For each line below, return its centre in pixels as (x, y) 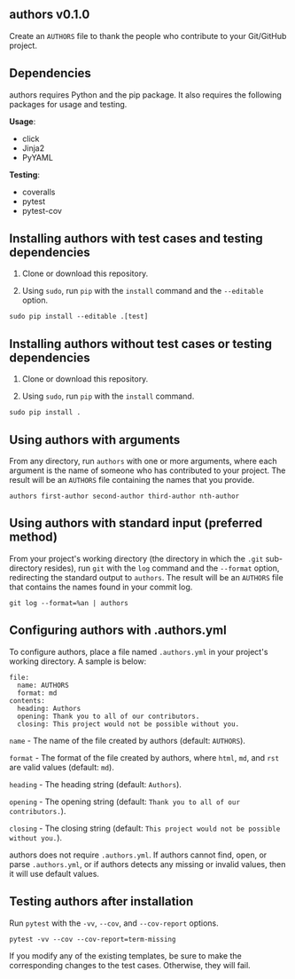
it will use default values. (54, 873)
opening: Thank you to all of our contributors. (109, 716)
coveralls (39, 192)
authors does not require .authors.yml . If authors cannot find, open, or (138, 855)
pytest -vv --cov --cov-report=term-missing (93, 939)
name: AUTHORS (43, 685)
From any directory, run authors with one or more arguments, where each (143, 462)
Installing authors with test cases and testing (136, 239)
